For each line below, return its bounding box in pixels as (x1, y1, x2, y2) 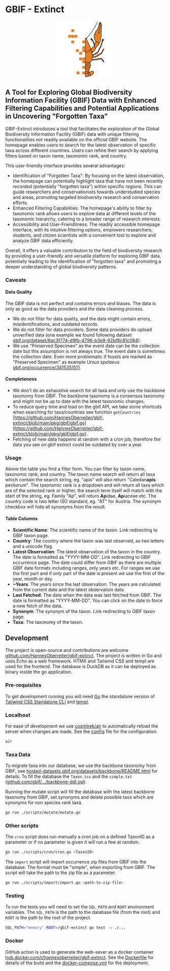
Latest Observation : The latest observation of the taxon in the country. (12, 548, 161, 554)
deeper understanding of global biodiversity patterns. (5, 264, 117, 270)
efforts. (12, 199, 28, 206)
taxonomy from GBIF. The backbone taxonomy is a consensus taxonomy (12, 393, 165, 399)
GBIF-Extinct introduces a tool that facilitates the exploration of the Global (5, 125, 160, 132)
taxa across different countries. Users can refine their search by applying (5, 147, 158, 154)
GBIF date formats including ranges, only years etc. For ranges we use (12, 565, 160, 571)
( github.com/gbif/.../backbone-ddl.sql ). (5, 779, 87, 785)
